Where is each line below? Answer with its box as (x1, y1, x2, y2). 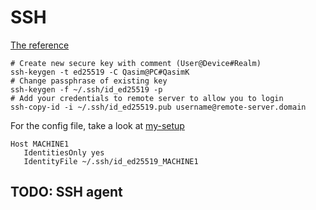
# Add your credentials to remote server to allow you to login (10, 93, 284, 103)
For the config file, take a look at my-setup (10, 119, 185, 131)
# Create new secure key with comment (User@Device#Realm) (10, 58, 262, 68)
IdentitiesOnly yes (23, 147, 105, 158)
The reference (10, 39, 70, 51)
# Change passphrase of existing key (10, 76, 168, 86)
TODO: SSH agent (10, 184, 123, 201)
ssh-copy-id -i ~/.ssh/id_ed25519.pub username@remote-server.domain (10, 102, 307, 112)
